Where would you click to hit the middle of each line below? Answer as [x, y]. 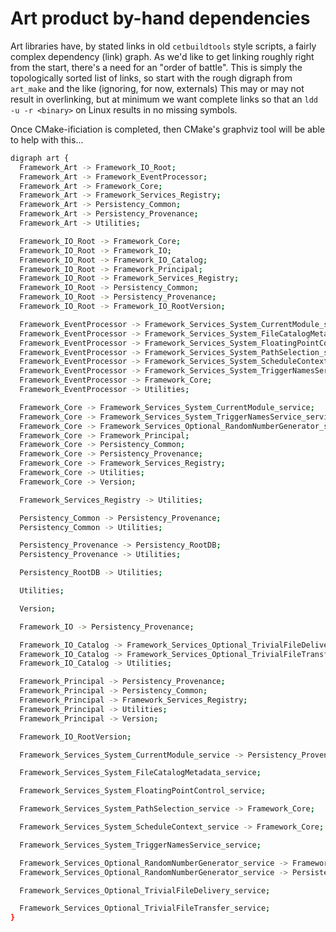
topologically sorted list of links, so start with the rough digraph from [151, 78]
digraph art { [40, 158]
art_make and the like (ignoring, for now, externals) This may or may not [157, 88]
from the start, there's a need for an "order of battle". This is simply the [156, 67]
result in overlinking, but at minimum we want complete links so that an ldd [164, 99]
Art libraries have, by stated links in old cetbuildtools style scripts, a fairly [163, 46]
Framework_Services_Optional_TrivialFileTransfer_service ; [145, 908]
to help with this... [47, 139]
